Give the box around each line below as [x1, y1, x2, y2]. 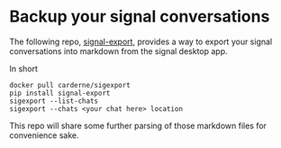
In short [9, 63, 39, 74]
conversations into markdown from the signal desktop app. [9, 45, 228, 56]
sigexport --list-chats [9, 97, 99, 106]
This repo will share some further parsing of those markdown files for [9, 120, 267, 131]
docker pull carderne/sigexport [9, 80, 131, 89]
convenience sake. [9, 129, 79, 141]
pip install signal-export [9, 88, 111, 97]
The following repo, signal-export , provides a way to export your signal [9, 36, 273, 47]
